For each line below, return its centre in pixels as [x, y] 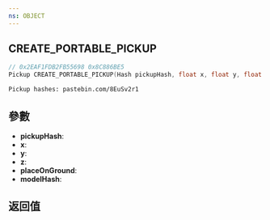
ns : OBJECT [27, 16]
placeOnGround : [49, 170]
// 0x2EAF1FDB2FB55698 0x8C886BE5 [67, 67]
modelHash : [41, 179]
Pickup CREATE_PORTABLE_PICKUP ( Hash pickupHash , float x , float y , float [135, 75]
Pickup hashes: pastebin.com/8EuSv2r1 [74, 90]
